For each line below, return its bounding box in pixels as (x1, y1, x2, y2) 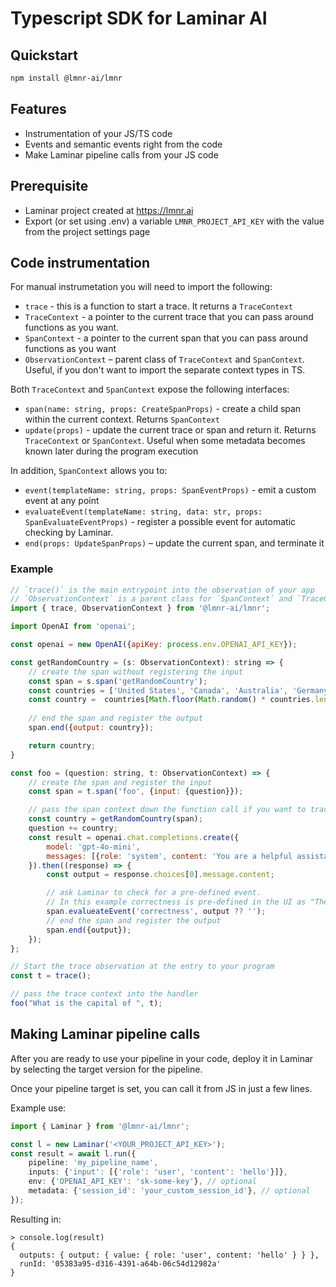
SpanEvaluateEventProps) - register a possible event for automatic (24, 516, 297, 528)
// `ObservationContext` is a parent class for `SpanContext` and (10, 594, 293, 604)
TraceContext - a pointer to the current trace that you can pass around (24, 311, 314, 323)
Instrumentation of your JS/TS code (24, 127, 173, 139)
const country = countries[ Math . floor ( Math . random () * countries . (28, 695, 315, 705)
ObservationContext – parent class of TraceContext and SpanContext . (24, 353, 305, 366)
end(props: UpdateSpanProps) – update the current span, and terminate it (24, 537, 325, 549)
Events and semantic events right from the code (24, 138, 223, 150)
